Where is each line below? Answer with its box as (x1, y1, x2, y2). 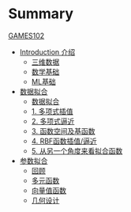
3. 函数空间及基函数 (31, 126, 95, 135)
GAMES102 (8, 31, 45, 40)
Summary (8, 5, 73, 23)
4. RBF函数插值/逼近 (31, 136, 97, 146)
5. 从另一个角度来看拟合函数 (31, 146, 123, 155)
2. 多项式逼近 (31, 116, 75, 126)
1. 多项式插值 (31, 106, 73, 115)
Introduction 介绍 (19, 47, 76, 56)
